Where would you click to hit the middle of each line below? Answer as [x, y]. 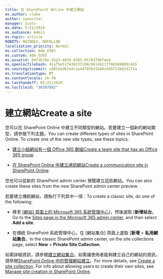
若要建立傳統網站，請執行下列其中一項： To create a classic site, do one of [80, 196]
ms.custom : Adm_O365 [26, 55]
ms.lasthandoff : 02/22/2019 [34, 83]
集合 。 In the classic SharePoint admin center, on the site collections [85, 239]
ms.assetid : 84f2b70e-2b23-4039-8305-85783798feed [58, 60]
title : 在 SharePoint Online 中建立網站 [45, 10]
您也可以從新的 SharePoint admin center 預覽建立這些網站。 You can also [79, 181]
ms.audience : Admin [25, 32]
